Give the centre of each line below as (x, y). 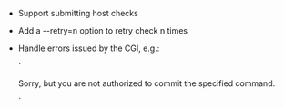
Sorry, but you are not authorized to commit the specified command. (147, 83)
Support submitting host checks (78, 13)
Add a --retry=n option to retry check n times (103, 30)
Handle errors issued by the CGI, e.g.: (89, 48)
